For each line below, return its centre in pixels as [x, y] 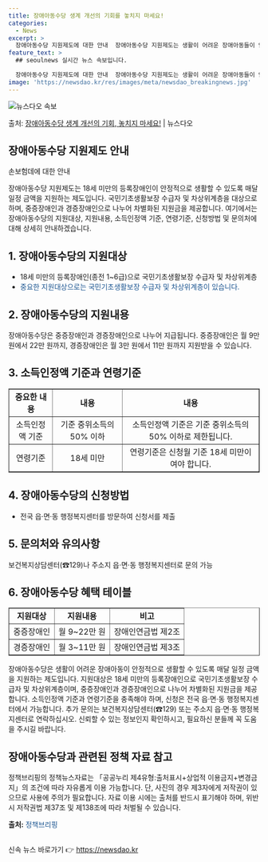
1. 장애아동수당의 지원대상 [68, 256]
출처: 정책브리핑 [33, 824]
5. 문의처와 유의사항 [54, 544]
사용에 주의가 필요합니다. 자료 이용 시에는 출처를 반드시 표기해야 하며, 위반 [144, 798]
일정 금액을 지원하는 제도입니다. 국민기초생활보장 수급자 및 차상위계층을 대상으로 [133, 198]
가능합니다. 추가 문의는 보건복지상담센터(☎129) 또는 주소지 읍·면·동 [134, 709]
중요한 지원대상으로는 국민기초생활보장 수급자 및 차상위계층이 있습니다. [130, 287]
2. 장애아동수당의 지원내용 [69, 314]
